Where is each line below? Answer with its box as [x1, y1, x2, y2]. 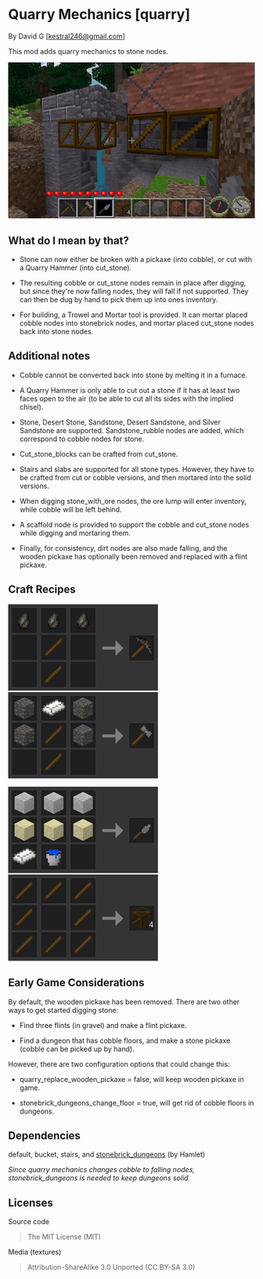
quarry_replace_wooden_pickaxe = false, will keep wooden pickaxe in [19, 1074, 244, 1084]
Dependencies [8, 1128, 81, 1142]
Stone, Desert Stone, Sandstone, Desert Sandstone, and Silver [19, 417, 222, 427]
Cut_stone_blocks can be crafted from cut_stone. [19, 449, 178, 458]
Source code [8, 1217, 49, 1226]
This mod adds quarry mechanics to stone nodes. [8, 46, 168, 56]
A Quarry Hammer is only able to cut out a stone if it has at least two [19, 385, 240, 395]
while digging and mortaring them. [19, 528, 131, 537]
